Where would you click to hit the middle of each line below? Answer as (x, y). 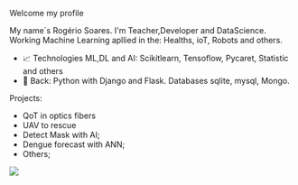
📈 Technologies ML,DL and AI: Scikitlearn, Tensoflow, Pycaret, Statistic (155, 58)
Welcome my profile (47, 13)
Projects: (26, 98)
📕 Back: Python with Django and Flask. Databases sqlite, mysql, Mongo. (156, 81)
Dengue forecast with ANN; (74, 144)
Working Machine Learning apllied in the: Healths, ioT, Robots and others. (146, 40)
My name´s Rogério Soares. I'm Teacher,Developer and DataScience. (138, 30)
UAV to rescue (49, 125)
